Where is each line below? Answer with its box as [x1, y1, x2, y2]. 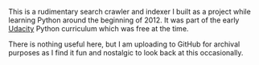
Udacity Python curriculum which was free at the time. [8, 24, 189, 33]
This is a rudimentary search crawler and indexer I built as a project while [8, 7, 251, 16]
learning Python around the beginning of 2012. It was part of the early [8, 15, 240, 25]
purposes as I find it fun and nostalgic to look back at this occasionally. [8, 48, 244, 57]
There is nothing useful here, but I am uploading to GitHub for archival [8, 39, 240, 49]
